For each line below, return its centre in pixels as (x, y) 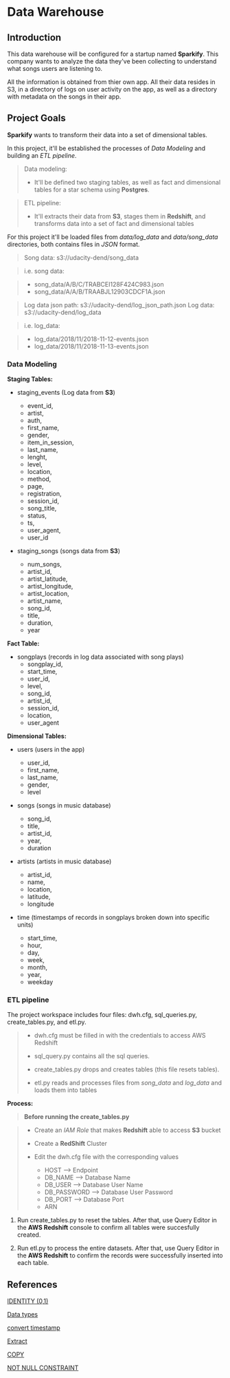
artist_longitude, (50, 586)
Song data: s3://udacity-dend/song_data (81, 257)
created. (29, 1235)
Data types (23, 1315)
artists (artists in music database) (64, 861)
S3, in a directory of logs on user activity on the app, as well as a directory (112, 89)
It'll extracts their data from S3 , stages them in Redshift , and (120, 216)
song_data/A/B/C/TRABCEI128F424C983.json (99, 284)
